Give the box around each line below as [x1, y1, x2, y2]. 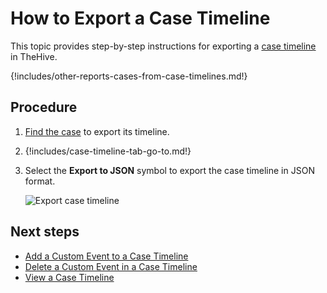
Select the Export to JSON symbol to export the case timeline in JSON [24, 164, 315, 176]
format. [24, 175, 56, 187]
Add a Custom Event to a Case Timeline [24, 250, 189, 262]
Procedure [10, 99, 78, 116]
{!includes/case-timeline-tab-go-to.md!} [24, 145, 192, 157]
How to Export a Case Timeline [10, 7, 271, 30]
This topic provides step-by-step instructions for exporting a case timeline [10, 40, 317, 52]
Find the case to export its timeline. [24, 125, 170, 137]
